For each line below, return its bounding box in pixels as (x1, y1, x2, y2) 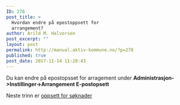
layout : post (6, 42, 38, 48)
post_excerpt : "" (6, 36, 49, 42)
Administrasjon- (133, 74, 175, 81)
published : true (6, 52, 46, 58)
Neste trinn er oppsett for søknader (6, 92, 93, 99)
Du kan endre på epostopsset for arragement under (6, 74, 132, 81)
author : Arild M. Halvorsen (6, 31, 76, 37)
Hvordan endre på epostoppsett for (11, 19, 99, 25)
